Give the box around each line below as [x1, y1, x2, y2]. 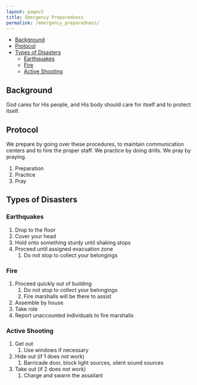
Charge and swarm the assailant [23, 372, 103, 379]
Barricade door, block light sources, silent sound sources [23, 359, 164, 366]
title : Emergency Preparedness [6, 14, 84, 20]
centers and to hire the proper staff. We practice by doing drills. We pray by [6, 147, 192, 154]
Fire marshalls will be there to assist [23, 292, 112, 300]
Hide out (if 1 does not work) [14, 353, 85, 360]
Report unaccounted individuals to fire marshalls [14, 312, 134, 319]
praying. [6, 153, 27, 160]
